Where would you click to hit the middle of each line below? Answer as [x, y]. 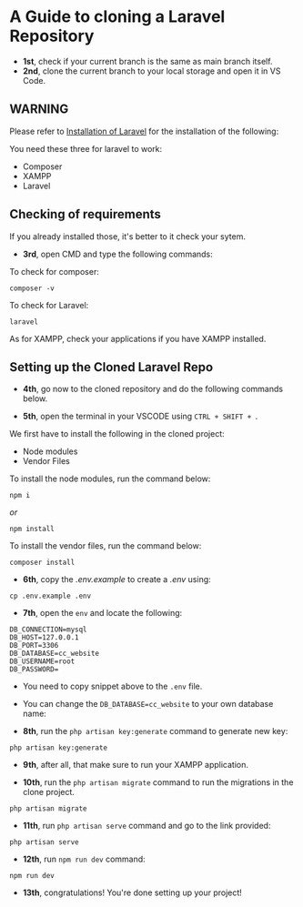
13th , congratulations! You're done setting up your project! [132, 892]
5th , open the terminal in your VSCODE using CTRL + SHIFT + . [140, 417]
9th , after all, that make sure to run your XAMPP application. [135, 765]
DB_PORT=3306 [34, 646]
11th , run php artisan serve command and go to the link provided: [146, 826]
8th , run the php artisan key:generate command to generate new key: [155, 731]
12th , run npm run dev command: [84, 859]
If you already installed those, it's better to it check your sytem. [127, 236]
